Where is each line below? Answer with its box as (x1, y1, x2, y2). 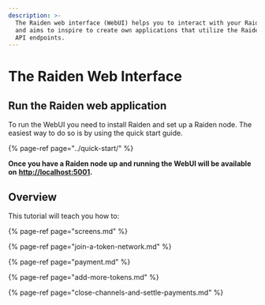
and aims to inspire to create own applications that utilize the (15, 26, 238, 34)
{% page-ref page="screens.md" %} (8, 227, 129, 236)
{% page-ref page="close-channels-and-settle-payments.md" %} (8, 288, 224, 297)
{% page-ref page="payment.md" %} (8, 258, 131, 267)
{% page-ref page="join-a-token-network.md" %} (8, 242, 172, 251)
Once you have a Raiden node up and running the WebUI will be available (8, 159, 252, 168)
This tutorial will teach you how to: (8, 211, 120, 221)
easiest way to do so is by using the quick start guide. (8, 128, 183, 138)
